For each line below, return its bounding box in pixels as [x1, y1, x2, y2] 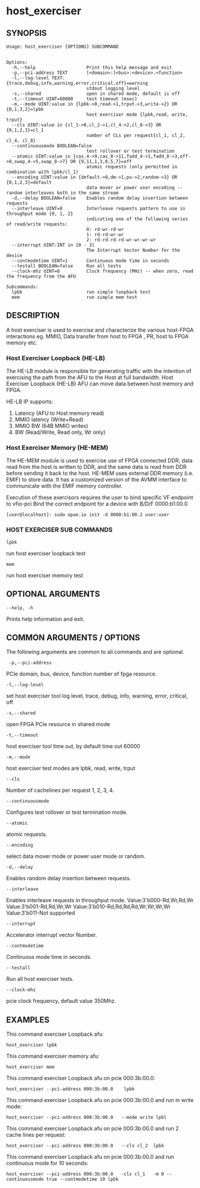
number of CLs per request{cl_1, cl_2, [86, 132, 186, 138]
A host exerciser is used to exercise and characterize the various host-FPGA [6, 326, 194, 334]
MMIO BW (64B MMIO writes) [14, 422, 88, 430]
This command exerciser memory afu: [6, 1053, 100, 1060]
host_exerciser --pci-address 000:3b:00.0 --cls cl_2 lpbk [6, 1143, 164, 1149]
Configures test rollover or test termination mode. [6, 809, 128, 816]
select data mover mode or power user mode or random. [6, 853, 146, 860]
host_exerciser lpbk [6, 1042, 58, 1048]
